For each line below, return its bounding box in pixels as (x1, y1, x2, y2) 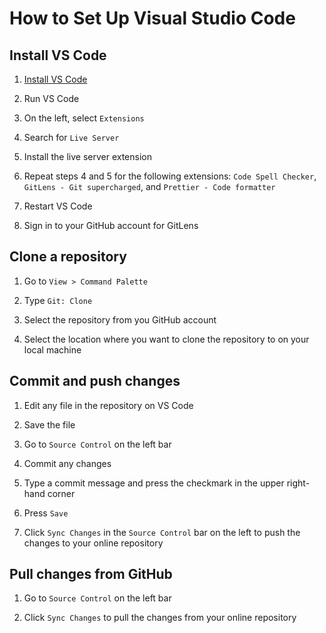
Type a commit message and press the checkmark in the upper (23, 477, 285, 489)
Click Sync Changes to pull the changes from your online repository (23, 612, 297, 624)
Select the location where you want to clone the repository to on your (23, 333, 310, 345)
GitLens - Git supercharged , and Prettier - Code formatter (23, 181, 276, 192)
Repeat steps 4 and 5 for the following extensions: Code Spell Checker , (23, 170, 317, 182)
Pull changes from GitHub (9, 566, 173, 583)
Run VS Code (23, 93, 80, 104)
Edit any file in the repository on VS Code (23, 399, 194, 411)
